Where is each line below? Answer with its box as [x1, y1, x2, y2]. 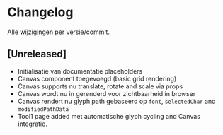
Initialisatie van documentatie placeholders [17, 66, 143, 75]
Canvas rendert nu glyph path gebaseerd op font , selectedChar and [17, 97, 216, 105]
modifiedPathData [17, 105, 69, 113]
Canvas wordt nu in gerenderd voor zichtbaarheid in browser [17, 89, 196, 98]
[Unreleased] [7, 48, 67, 60]
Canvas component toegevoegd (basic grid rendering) [17, 74, 177, 83]
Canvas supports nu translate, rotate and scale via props [17, 82, 183, 90]
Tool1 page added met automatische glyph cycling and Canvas [17, 112, 200, 120]
